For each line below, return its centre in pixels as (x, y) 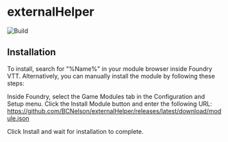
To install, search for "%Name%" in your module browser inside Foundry (110, 68)
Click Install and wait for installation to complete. (75, 131)
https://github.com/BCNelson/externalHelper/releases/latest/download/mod (114, 111)
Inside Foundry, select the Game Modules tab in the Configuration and (106, 96)
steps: (16, 83)
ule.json (18, 118)
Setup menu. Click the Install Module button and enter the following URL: (110, 104)
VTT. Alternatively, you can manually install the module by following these (111, 76)
